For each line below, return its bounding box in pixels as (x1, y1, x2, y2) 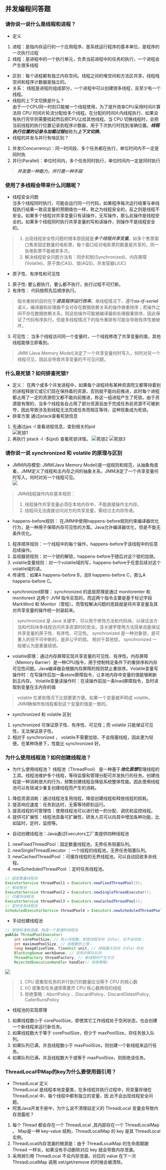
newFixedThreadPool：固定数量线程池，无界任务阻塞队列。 (12, 841, 134, 847)
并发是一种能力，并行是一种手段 (17, 168, 83, 174)
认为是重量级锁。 (26, 643, 61, 648)
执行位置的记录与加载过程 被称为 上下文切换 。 (12, 128, 104, 134)
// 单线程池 (5, 885, 27, 890)
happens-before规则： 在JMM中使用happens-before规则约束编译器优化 (12, 518, 160, 524)
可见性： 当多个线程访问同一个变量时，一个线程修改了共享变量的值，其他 (12, 333, 161, 339)
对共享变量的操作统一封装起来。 (12, 607, 78, 613)
